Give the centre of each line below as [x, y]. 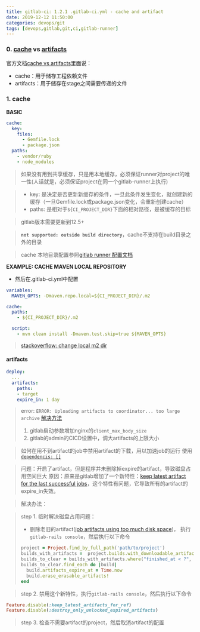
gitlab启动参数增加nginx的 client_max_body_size [88, 431]
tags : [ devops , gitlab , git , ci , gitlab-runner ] [62, 28]
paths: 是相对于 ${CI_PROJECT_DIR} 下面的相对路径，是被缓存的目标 [110, 209]
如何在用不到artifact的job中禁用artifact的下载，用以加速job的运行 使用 [106, 451]
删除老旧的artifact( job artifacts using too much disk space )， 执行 [110, 529]
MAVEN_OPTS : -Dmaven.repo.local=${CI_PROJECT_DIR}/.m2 [81, 296]
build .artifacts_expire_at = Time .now [74, 570]
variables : [20, 290]
